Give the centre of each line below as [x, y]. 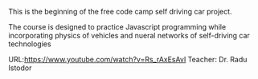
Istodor [20, 68]
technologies [30, 44]
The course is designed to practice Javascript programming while [117, 27]
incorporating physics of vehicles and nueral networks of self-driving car [129, 36]
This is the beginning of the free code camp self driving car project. [120, 12]
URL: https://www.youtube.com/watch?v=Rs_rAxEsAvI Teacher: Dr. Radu [128, 59]
